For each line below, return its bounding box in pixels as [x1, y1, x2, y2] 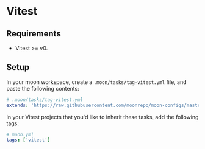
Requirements [6, 29, 61, 39]
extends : [6, 102, 29, 108]
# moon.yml [6, 131, 34, 137]
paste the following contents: [6, 85, 79, 92]
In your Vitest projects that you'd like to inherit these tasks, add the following [6, 113, 199, 120]
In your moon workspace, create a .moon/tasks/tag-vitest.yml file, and [6, 78, 187, 86]
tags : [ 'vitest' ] [6, 137, 51, 144]
